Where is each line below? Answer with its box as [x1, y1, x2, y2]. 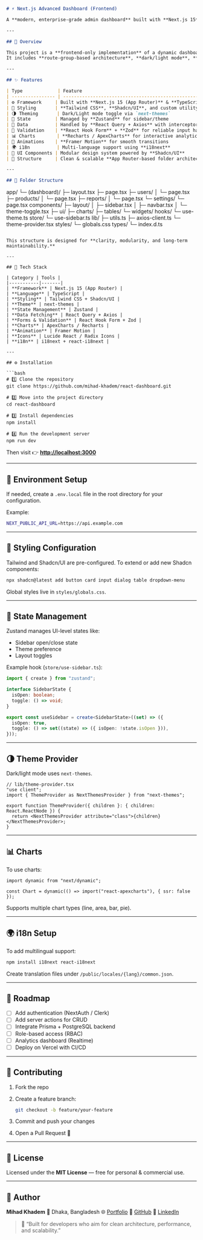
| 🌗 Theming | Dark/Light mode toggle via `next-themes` [6, 110, 171, 116]
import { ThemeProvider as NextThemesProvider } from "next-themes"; [6, 792, 185, 798]
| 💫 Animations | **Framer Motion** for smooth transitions [6, 138, 169, 145]
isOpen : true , [11, 720, 47, 726]
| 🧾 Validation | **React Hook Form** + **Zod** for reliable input [6, 127, 190, 133]
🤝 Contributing [6, 1067, 63, 1077]
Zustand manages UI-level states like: [6, 628, 100, 635]
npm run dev [6, 438, 36, 444]
